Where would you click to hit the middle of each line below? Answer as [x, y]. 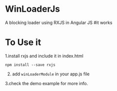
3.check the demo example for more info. [47, 83]
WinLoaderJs [32, 9]
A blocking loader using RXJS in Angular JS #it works [59, 23]
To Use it [23, 42]
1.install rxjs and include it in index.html [44, 56]
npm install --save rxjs [30, 65]
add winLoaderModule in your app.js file [51, 74]
